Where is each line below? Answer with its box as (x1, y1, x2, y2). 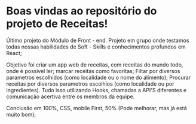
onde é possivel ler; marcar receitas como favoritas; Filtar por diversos (6, 67, 180, 74)
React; (6, 49, 22, 56)
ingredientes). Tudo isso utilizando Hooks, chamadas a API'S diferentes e (6, 86, 187, 93)
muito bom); (6, 111, 36, 118)
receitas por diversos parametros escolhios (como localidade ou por (6, 80, 174, 87)
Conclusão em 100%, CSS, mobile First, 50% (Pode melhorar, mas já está (6, 104, 187, 111)
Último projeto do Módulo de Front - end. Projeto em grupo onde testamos (6, 37, 189, 44)
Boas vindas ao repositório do (6, 4, 157, 18)
